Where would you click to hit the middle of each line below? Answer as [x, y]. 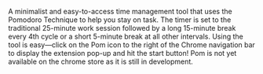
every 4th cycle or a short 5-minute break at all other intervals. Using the [126, 36]
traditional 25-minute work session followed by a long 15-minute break [122, 28]
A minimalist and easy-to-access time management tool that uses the [121, 11]
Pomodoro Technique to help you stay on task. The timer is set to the [120, 20]
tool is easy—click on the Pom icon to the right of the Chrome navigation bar [131, 45]
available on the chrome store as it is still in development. [101, 61]
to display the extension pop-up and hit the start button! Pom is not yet [122, 53]
